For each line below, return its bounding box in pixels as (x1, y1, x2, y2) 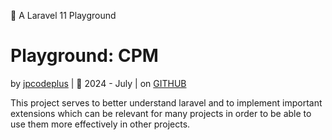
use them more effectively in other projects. (10, 118, 191, 130)
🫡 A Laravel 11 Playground (10, 10, 117, 21)
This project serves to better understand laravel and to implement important (10, 96, 323, 109)
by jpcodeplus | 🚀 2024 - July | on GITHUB (10, 77, 187, 89)
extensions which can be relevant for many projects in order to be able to (10, 107, 312, 119)
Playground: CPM (10, 45, 159, 67)
